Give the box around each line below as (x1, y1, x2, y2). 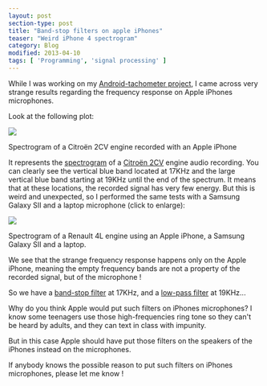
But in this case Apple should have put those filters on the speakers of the (8, 335, 253, 346)
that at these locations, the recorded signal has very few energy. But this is (8, 183, 255, 193)
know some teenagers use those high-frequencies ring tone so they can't (8, 311, 252, 322)
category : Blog (8, 42, 59, 50)
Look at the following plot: (8, 111, 95, 121)
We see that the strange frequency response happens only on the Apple (8, 255, 247, 265)
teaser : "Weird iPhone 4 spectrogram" (8, 34, 138, 43)
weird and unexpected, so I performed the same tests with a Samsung (8, 191, 241, 201)
